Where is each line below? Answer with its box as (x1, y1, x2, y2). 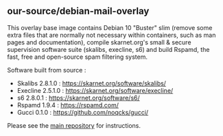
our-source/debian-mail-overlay (7, 5, 150, 17)
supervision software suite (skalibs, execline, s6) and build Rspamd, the (7, 45, 210, 53)
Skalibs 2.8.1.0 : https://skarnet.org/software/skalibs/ (16, 79, 167, 87)
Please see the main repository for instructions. (7, 121, 141, 129)
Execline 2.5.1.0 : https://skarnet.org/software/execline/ (16, 86, 174, 94)
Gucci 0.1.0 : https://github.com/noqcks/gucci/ (16, 108, 149, 116)
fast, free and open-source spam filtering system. (7, 53, 148, 61)
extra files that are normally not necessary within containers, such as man (7, 31, 216, 39)
